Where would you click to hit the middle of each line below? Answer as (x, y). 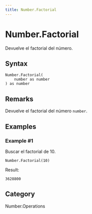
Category (20, 194)
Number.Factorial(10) (28, 160)
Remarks (19, 99)
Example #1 (19, 141)
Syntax (16, 63)
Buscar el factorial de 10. (31, 151)
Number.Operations (25, 206)
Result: (12, 170)
